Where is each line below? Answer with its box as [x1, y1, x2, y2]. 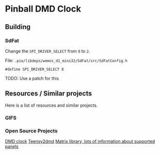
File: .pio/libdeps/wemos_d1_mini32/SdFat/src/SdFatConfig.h [5, 57, 128, 63]
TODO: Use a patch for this [5, 75, 59, 81]
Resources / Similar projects [5, 90, 92, 98]
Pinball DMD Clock [5, 3, 81, 15]
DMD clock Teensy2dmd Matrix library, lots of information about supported [5, 138, 155, 144]
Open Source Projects [5, 127, 58, 134]
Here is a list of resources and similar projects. [5, 102, 98, 108]
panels [5, 143, 18, 149]
